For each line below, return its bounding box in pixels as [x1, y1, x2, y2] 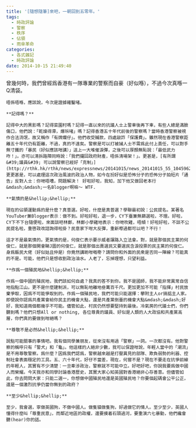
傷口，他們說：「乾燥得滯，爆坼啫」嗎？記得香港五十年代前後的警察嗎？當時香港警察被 [6, 129, 182, 134]
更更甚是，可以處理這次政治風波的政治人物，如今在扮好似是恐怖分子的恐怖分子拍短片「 [6, 172, 184, 178]
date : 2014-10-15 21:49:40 [6, 63, 72, 69]
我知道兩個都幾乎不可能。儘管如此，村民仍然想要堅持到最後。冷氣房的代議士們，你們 [14, 303, 188, 309]
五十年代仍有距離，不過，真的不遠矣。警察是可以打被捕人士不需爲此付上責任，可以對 [10, 141, 184, 147]
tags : [6, 14, 19, 20]
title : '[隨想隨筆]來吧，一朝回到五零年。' [6, 8, 100, 15]
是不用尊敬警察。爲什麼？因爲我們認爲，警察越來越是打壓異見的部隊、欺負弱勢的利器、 [6, 351, 184, 357]
